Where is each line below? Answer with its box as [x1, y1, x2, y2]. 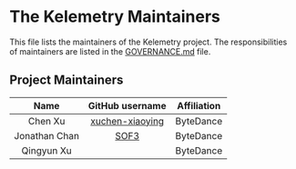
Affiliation [177, 99, 221, 112]
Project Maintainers [9, 73, 124, 88]
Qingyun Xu [21, 144, 73, 156]
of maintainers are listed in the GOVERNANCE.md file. [9, 45, 211, 56]
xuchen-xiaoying [90, 114, 165, 127]
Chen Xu [27, 114, 66, 127]
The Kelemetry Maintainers [9, 6, 221, 27]
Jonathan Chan [14, 129, 80, 142]
